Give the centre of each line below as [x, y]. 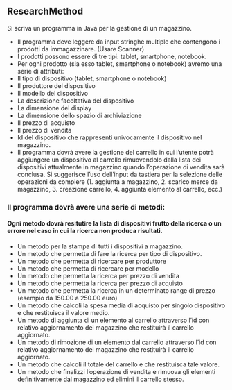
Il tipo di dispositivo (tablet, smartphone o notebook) [92, 78]
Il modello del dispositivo [53, 93]
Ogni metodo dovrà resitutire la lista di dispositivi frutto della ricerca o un [114, 223]
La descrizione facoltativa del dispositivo [75, 101]
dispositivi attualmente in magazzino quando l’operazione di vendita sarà [121, 167]
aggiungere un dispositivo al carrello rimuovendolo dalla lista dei [109, 160]
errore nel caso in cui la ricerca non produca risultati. [85, 231]
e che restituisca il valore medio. [63, 312]
